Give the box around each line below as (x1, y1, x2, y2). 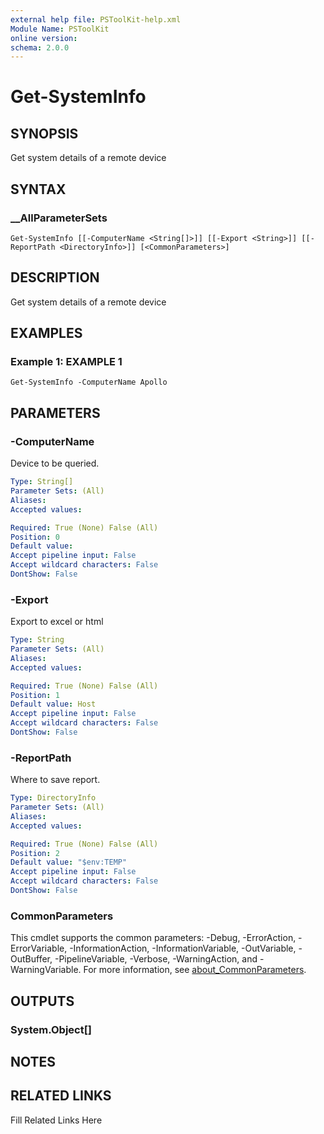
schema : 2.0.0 (10, 42, 70, 53)
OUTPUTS (10, 992, 75, 1010)
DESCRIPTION (10, 269, 100, 286)
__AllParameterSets (10, 211, 108, 225)
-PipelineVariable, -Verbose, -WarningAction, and (54, 953, 258, 965)
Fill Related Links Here (10, 1114, 103, 1126)
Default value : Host (10, 699, 97, 710)
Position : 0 (10, 532, 60, 542)
